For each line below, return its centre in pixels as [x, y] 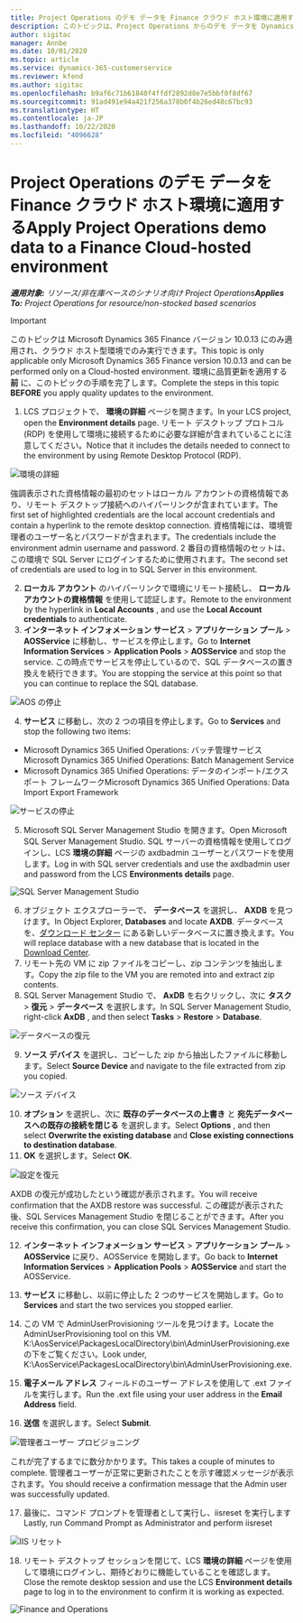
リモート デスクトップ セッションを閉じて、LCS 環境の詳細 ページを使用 [157, 1560]
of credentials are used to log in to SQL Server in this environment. [134, 569]
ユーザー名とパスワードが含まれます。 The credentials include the [155, 536]
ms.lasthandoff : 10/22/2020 [63, 127]
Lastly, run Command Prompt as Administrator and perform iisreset [148, 1523]
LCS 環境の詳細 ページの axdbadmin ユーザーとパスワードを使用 [174, 852]
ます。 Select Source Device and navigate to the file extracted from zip [154, 1065]
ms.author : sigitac [47, 85]
